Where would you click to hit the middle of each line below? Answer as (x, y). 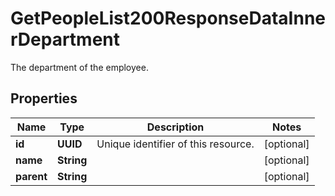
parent (31, 176)
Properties (44, 98)
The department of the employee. (79, 67)
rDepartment (65, 39)
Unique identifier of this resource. (175, 144)
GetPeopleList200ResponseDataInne (168, 18)
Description (175, 127)
